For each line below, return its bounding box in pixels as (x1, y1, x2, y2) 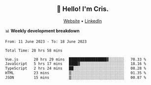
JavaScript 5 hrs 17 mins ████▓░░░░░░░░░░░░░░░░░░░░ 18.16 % (5, 61, 147, 66)
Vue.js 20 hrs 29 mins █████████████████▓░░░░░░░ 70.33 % (5, 57, 147, 62)
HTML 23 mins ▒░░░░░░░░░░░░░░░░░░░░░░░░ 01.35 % (5, 71, 147, 76)
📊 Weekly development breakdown (5, 28, 80, 33)
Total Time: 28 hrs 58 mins (5, 48, 63, 53)
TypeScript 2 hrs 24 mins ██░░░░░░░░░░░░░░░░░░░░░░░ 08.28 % (5, 66, 147, 71)
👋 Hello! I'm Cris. (56, 5, 109, 13)
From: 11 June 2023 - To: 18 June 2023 (5, 39, 87, 44)
